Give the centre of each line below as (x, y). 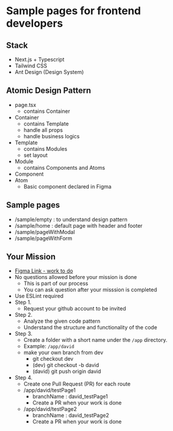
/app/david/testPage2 (50, 409)
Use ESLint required (39, 296)
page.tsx (25, 105)
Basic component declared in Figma (67, 186)
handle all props (43, 130)
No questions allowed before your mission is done (76, 277)
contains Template (46, 124)
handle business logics (52, 136)
